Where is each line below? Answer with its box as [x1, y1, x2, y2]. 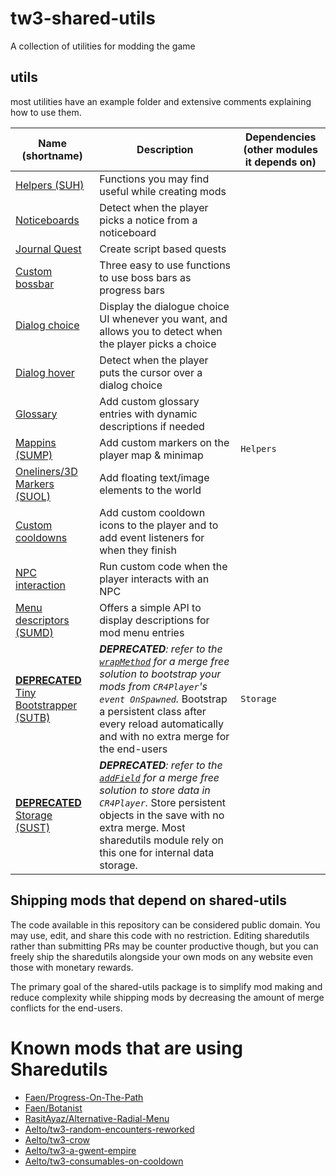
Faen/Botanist [24, 1102, 83, 1114]
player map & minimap [99, 448, 204, 462]
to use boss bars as [99, 270, 192, 284]
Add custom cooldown [99, 505, 206, 519]
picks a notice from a [99, 213, 198, 227]
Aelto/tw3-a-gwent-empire [24, 1144, 137, 1156]
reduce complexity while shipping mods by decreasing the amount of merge [10, 991, 325, 1003]
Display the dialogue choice [99, 299, 230, 313]
